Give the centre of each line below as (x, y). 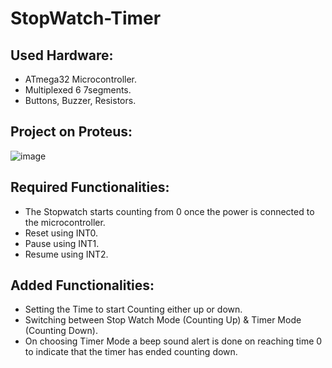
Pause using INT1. (62, 243)
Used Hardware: (62, 55)
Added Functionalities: (82, 285)
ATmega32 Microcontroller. (81, 79)
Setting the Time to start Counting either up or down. (133, 309)
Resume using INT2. (66, 254)
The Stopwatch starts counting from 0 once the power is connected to (169, 211)
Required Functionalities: (90, 187)
